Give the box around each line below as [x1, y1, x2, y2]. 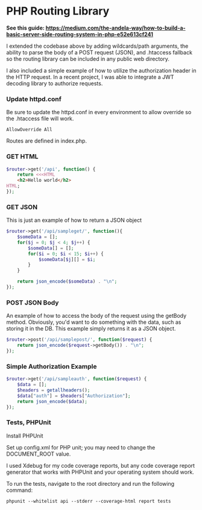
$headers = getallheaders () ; [17, 387, 90, 393]
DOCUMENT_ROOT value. [6, 450, 71, 457]
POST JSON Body [6, 298, 59, 306]
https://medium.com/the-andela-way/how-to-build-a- [45, 24, 186, 31]
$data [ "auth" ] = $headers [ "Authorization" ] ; [17, 393, 131, 399]
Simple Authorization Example [6, 362, 97, 370]
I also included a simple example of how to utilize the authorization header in [6, 66, 197, 74]
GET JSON [6, 202, 38, 211]
